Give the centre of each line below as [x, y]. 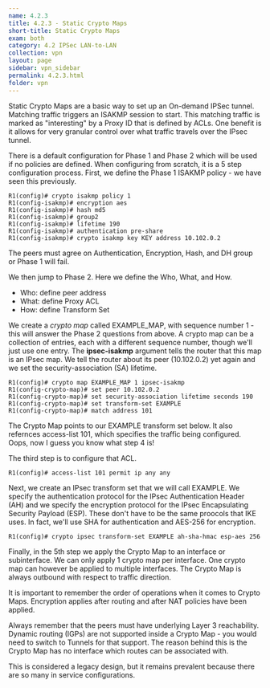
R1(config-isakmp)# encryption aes [68, 203]
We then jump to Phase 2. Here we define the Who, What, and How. [120, 277]
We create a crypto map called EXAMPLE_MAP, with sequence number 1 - [131, 325]
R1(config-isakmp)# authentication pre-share [86, 231]
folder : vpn [28, 83]
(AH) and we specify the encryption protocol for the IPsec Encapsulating [129, 505]
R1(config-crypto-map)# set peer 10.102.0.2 [84, 389]
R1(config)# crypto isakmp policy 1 [70, 196]
